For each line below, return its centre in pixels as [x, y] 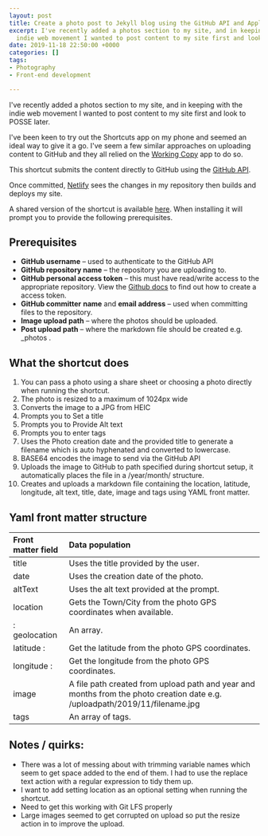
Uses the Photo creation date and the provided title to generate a [127, 442]
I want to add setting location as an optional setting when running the [134, 790]
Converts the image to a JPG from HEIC [85, 408]
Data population [100, 545]
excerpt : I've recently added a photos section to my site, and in [123, 30]
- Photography [33, 68]
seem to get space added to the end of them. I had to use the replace [134, 773]
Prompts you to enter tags [63, 433]
